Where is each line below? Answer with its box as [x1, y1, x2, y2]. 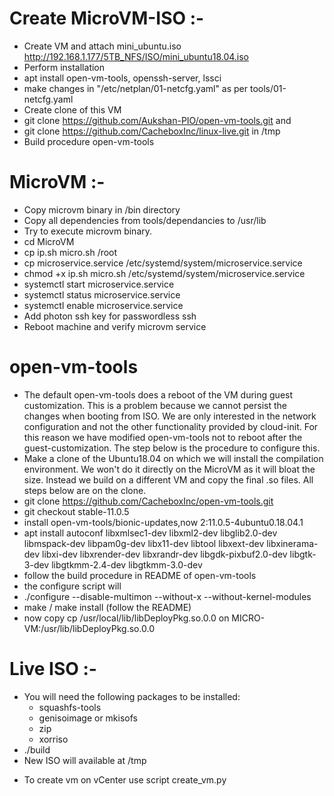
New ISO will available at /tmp [23, 754, 147, 766]
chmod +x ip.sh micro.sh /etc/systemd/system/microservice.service [23, 267, 306, 279]
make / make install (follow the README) [23, 601, 192, 613]
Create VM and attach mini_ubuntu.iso [23, 40, 182, 52]
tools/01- [249, 82, 287, 94]
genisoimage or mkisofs [38, 712, 138, 724]
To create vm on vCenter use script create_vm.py [23, 773, 227, 786]
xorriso [38, 733, 69, 745]
